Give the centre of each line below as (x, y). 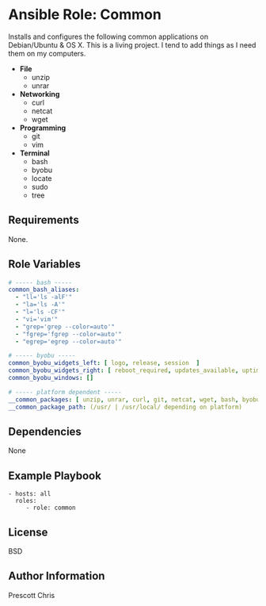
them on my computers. (47, 53)
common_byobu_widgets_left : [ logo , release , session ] (104, 363)
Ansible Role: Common (85, 15)
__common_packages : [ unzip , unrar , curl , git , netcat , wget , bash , (123, 399)
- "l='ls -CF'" (40, 312)
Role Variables (44, 265)
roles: (26, 501)
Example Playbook (55, 476)
